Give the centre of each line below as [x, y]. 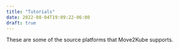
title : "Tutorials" [31, 12]
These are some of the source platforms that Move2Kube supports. [90, 40]
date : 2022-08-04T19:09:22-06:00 [48, 17]
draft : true [21, 23]
